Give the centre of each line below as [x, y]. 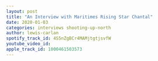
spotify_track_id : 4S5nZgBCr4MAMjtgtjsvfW [59, 38]
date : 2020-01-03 [27, 22]
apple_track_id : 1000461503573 [44, 49]
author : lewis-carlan [32, 33]
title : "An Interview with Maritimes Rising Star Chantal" [80, 17]
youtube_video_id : [28, 44]
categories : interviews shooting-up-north [59, 28]
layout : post [22, 11]
